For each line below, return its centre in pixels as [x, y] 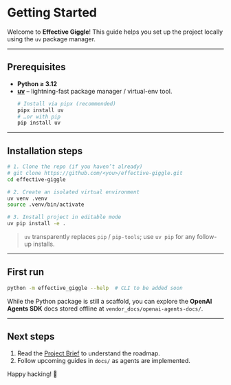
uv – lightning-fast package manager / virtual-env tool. [95, 91]
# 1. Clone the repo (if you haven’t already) [75, 167]
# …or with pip [39, 116]
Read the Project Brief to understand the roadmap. [88, 353]
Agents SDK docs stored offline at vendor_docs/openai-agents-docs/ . [105, 309]
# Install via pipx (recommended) [66, 104]
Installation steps [45, 150]
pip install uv [39, 123]
